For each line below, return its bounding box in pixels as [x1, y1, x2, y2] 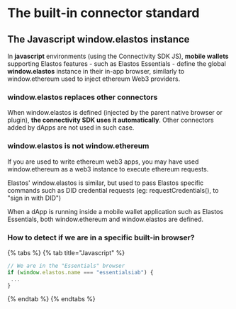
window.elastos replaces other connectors [7, 92, 158, 102]
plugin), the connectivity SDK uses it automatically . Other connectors [7, 116, 214, 125]
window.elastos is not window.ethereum [7, 141, 150, 151]
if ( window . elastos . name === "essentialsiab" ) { [7, 269, 154, 276]
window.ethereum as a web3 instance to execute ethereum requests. [7, 164, 209, 173]
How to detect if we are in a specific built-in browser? [7, 232, 195, 242]
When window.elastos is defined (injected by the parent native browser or [7, 108, 223, 117]
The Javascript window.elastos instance [7, 33, 190, 45]
